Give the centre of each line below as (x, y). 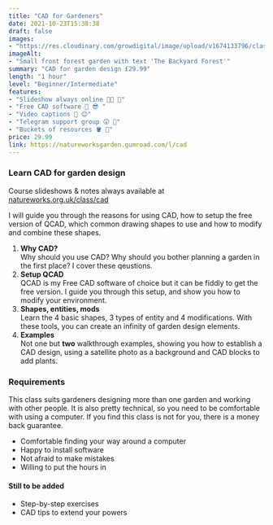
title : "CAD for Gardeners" (56, 16)
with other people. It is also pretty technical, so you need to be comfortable (134, 409)
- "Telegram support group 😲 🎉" (65, 122)
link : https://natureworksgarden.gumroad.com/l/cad (97, 144)
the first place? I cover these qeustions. (86, 265)
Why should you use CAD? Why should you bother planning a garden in (140, 256)
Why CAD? (39, 248)
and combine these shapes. (55, 232)
